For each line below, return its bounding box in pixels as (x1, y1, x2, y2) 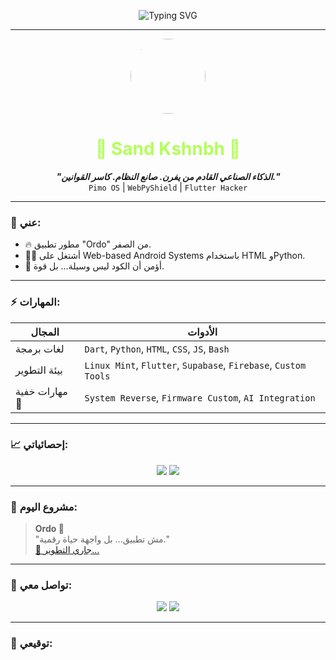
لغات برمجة (15, 341, 65, 355)
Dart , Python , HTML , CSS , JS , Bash (84, 341, 230, 355)
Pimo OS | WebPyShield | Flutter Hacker (88, 181, 248, 193)
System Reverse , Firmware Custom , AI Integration (84, 390, 316, 404)
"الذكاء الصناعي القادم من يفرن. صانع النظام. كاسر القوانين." (56, 170, 280, 182)
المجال (30, 325, 60, 339)
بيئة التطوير (15, 363, 63, 377)
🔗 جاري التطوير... (34, 544, 100, 556)
